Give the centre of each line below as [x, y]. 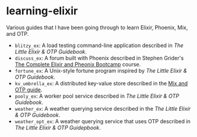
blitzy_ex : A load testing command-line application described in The [99, 45]
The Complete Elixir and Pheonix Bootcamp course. [78, 64]
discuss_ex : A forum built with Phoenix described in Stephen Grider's [99, 58]
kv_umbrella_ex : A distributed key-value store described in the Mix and [101, 83]
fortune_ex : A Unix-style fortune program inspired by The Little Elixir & [101, 70]
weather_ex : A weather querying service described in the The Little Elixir [103, 108]
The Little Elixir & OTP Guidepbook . [58, 127]
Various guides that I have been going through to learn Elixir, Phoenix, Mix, [97, 27]
